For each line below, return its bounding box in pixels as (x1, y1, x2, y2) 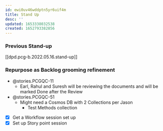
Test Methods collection (27, 104, 78, 110)
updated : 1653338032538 (5, 21, 55, 27)
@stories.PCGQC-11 (12, 78, 54, 84)
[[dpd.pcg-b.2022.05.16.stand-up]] (5, 54, 78, 60)
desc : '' (5, 17, 24, 22)
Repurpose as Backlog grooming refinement (5, 66, 115, 73)
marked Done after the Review (20, 88, 83, 94)
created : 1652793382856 (5, 26, 55, 31)
